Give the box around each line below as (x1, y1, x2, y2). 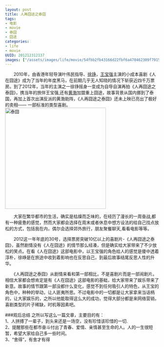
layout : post (5, 7, 32, 12)
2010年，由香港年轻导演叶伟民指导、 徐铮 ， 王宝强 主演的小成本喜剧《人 (13, 72, 156, 77)
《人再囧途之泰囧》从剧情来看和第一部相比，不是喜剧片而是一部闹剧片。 (13, 271, 157, 277)
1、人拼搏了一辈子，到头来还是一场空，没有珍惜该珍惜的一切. (5, 318, 128, 324)
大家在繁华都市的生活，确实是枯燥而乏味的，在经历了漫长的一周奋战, (13, 214, 152, 220)
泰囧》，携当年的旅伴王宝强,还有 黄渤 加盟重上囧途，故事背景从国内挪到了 (5, 90, 150, 96)
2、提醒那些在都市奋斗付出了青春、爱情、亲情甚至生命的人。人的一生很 (5, 324, 149, 330)
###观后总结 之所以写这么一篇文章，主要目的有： (5, 312, 104, 318)
